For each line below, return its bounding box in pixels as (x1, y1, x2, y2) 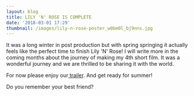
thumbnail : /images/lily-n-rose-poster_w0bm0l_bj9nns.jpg (6, 25, 153, 31)
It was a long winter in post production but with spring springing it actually (6, 41, 188, 49)
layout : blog (6, 8, 39, 15)
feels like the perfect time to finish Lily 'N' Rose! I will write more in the (6, 48, 179, 55)
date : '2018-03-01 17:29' (6, 20, 70, 25)
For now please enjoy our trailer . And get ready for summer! (6, 72, 153, 79)
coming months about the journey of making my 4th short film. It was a (6, 54, 180, 61)
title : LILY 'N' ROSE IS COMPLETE (6, 14, 92, 20)
